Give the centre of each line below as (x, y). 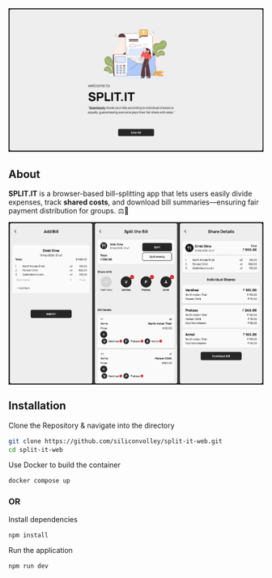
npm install (28, 535)
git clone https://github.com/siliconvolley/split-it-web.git (115, 441)
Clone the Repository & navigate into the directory (92, 425)
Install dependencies (43, 519)
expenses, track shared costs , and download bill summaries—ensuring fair (134, 202)
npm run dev (28, 566)
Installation (37, 406)
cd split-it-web (36, 449)
